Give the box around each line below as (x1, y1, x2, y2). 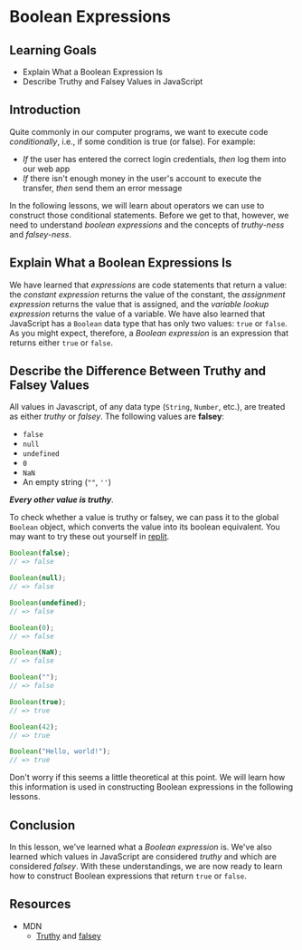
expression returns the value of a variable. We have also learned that (9, 308, 266, 319)
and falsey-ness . (9, 228, 72, 239)
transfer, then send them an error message (22, 182, 183, 193)
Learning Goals (9, 43, 98, 58)
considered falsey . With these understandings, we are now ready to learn (9, 861, 283, 871)
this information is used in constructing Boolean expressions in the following (9, 781, 294, 792)
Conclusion (9, 818, 76, 833)
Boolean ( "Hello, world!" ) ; (9, 747, 111, 756)
